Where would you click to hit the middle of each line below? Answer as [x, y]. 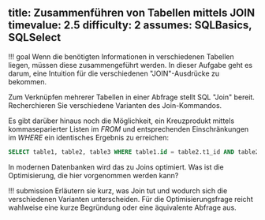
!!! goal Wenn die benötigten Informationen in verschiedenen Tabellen [121, 56]
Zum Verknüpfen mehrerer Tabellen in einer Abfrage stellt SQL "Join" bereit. [131, 97]
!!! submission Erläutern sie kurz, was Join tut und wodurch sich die [118, 190]
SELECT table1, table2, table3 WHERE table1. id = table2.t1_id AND [121, 152]
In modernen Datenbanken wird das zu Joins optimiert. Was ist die [116, 167]
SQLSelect [35, 37]
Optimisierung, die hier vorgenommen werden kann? [93, 175]
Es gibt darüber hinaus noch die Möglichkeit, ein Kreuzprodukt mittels [121, 121]
